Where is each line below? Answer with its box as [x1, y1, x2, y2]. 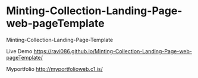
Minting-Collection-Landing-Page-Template [6, 36, 114, 43]
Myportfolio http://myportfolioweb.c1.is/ [6, 65, 103, 72]
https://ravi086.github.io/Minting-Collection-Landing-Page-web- [33, 47, 192, 54]
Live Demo [6, 47, 33, 54]
